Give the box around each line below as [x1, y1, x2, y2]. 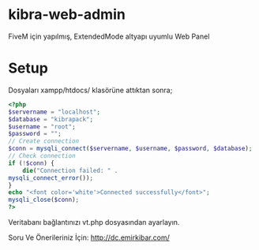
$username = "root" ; [8, 122, 77, 131]
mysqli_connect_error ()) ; [8, 174, 93, 182]
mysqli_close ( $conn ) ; [8, 196, 80, 204]
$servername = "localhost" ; [8, 108, 101, 116]
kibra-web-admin [8, 6, 126, 24]
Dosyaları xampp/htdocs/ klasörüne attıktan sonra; [8, 85, 173, 95]
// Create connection [8, 137, 80, 145]
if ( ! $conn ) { [8, 159, 55, 167]
